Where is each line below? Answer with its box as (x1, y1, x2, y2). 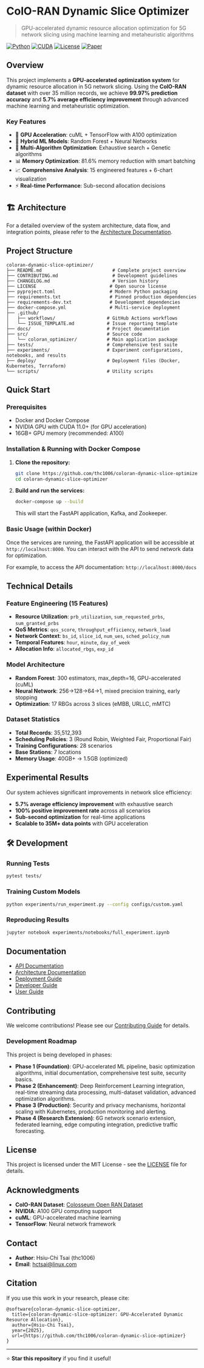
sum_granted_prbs (15, 621, 59, 627)
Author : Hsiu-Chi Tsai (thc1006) (15, 1254, 95, 1261)
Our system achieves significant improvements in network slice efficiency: (6, 788, 192, 796)
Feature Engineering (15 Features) (6, 599, 109, 607)
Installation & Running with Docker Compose (6, 445, 141, 453)
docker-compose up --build (15, 499, 84, 505)
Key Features (6, 117, 47, 126)
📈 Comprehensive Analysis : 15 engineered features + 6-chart (15, 166, 173, 174)
